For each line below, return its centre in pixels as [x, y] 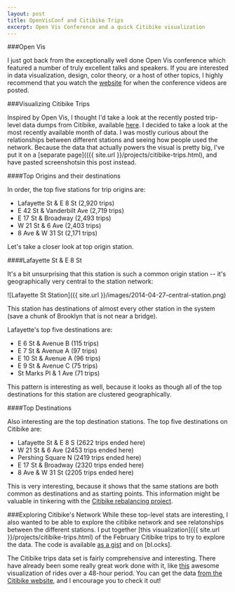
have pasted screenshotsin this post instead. [72, 162]
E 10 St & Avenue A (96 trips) [59, 359]
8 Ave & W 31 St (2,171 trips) [58, 233]
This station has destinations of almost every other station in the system [111, 309]
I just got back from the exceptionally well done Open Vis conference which [116, 60]
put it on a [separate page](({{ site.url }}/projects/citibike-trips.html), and [112, 155]
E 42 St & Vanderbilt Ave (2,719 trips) [71, 211]
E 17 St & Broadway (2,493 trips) [64, 218]
